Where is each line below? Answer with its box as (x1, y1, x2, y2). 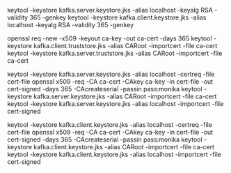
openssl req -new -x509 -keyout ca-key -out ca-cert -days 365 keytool (7, 34, 212, 43)
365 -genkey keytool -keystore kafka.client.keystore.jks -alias (29, 13, 207, 22)
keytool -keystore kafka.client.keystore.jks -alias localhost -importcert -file (7, 150, 221, 158)
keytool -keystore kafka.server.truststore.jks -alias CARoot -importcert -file (7, 49, 223, 57)
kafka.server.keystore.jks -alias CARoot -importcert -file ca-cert (33, 92, 217, 100)
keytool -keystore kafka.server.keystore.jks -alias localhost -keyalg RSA (7, 6, 214, 14)
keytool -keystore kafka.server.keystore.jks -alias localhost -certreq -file (7, 70, 215, 78)
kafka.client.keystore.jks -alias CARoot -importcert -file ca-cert (33, 143, 214, 151)
